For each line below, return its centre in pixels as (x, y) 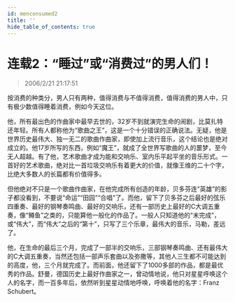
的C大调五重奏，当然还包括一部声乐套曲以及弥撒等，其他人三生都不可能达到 (117, 256)
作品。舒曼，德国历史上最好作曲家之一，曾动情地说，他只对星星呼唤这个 (123, 274)
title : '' (22, 20)
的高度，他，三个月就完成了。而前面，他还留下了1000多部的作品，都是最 (113, 265)
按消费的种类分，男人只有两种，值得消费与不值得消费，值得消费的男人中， (114, 98)
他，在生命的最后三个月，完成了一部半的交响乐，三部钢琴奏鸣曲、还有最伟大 (117, 248)
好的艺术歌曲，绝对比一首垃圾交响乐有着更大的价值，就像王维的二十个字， (120, 165)
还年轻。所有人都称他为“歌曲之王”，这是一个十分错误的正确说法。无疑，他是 (117, 130)
